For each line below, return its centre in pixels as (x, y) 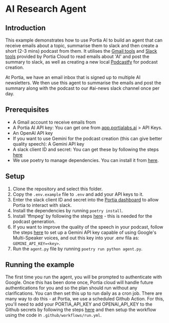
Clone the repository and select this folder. (58, 189)
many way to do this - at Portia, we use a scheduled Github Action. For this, (85, 299)
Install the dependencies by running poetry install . (68, 210)
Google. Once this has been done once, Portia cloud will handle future (79, 282)
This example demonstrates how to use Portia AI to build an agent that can (84, 40)
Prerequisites (27, 110)
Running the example (40, 265)
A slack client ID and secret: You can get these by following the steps (86, 149)
